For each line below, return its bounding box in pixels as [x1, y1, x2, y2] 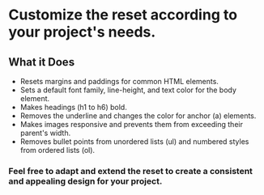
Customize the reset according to [8, 6, 237, 24]
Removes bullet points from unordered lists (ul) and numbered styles [19, 137, 249, 146]
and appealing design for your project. [8, 176, 163, 187]
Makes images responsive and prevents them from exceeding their [19, 120, 243, 129]
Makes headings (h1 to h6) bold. [19, 103, 127, 112]
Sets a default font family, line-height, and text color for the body [19, 85, 237, 95]
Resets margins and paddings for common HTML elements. [19, 77, 219, 86]
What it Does [8, 55, 75, 69]
